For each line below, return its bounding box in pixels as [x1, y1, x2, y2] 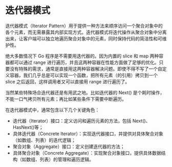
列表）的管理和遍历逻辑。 [39, 156, 94, 162]
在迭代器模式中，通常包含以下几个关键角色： [5, 106, 100, 113]
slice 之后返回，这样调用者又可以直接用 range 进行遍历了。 [5, 78, 130, 85]
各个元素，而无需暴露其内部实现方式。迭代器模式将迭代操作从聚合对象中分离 [5, 29, 167, 35]
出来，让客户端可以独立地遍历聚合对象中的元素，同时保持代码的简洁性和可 [5, 35, 162, 42]
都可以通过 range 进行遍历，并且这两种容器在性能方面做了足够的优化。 [9, 59, 160, 65]
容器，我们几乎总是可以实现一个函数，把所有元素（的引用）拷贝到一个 [9, 72, 158, 78]
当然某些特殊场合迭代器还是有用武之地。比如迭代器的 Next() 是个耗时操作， [5, 89, 165, 96]
